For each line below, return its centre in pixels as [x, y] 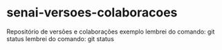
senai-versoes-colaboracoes [92, 13]
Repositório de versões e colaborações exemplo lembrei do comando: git [111, 32]
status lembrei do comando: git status [61, 38]
